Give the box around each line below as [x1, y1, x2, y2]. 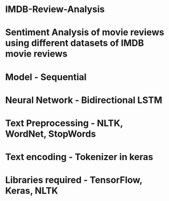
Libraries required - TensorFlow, [5, 174, 143, 186]
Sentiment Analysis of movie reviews [5, 27, 164, 38]
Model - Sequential [5, 71, 87, 83]
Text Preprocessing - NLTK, [5, 117, 123, 129]
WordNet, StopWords [5, 128, 96, 139]
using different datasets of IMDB [5, 37, 144, 49]
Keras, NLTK [5, 185, 59, 196]
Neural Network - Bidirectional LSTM [5, 94, 162, 106]
